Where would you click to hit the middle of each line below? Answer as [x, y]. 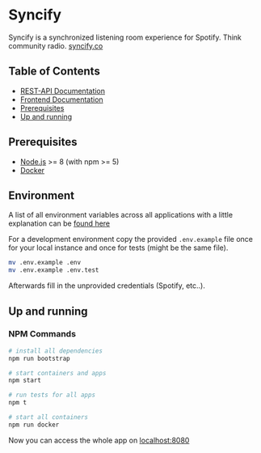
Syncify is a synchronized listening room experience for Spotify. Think [125, 37]
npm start [25, 381]
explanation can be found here [59, 223]
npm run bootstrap [39, 358]
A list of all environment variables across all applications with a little [120, 215]
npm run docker [34, 425]
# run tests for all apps [52, 395]
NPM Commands [42, 334]
